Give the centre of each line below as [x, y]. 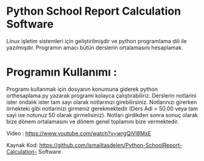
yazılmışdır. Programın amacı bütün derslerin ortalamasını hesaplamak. [95, 48]
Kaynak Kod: [22, 145]
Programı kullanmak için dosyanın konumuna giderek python [82, 89]
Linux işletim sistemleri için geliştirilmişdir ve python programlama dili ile [97, 41]
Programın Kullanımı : [62, 72]
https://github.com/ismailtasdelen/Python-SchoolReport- [111, 145]
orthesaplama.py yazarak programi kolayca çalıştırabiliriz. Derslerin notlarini [101, 95]
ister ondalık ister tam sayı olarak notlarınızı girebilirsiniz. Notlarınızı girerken [102, 102]
